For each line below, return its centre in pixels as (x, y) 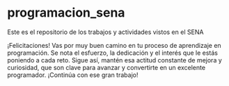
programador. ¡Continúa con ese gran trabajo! (73, 75)
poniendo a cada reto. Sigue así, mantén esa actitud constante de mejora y (115, 60)
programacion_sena (66, 13)
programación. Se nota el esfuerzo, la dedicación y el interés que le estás (112, 53)
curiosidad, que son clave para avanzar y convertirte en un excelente (106, 67)
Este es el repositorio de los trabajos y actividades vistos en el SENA (105, 32)
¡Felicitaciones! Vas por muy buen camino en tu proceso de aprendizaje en (114, 45)
